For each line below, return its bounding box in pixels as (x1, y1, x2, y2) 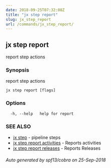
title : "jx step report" (6, 12, 58, 17)
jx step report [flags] (6, 88, 56, 93)
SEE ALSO (6, 123, 31, 130)
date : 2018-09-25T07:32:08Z (6, 7, 65, 13)
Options (6, 99, 26, 107)
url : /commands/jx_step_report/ (6, 21, 74, 27)
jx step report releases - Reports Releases (13, 145, 101, 151)
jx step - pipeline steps (13, 134, 61, 140)
